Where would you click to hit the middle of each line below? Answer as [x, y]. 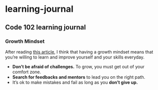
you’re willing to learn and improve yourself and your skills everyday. [75, 57]
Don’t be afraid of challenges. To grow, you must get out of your [78, 66]
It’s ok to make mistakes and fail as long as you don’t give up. [75, 82]
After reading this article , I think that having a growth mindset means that [79, 52]
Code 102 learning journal [46, 27]
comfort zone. [27, 72]
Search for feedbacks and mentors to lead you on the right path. [79, 77]
